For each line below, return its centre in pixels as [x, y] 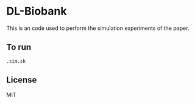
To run [19, 47]
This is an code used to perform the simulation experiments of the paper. [98, 28]
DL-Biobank [37, 11]
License [22, 80]
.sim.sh [16, 61]
